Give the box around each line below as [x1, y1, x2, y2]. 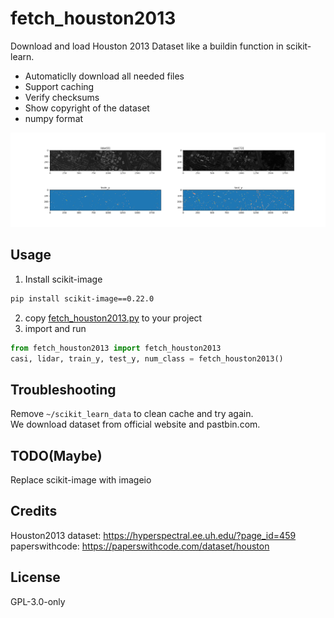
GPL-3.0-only [10, 595, 66, 607]
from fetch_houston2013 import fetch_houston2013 [10, 343, 222, 353]
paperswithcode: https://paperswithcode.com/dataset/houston [10, 540, 270, 552]
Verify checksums [24, 91, 100, 103]
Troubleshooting [10, 381, 117, 398]
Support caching [24, 80, 95, 92]
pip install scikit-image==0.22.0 [10, 293, 155, 304]
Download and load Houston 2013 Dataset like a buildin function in [10, 40, 284, 52]
